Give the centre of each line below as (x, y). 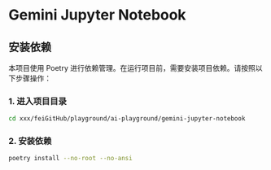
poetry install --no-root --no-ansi (70, 159)
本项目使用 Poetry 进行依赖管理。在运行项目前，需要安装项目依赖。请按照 (132, 68)
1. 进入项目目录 (38, 101)
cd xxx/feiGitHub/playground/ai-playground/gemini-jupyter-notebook (127, 119)
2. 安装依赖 (30, 142)
